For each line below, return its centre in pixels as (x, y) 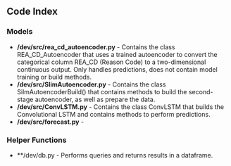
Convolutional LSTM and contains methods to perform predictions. (113, 114)
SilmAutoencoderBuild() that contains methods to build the (102, 91)
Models (20, 32)
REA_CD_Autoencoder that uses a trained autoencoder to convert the (117, 54)
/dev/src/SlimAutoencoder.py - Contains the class (91, 84)
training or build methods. (54, 77)
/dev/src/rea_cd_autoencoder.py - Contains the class (96, 47)
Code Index (32, 12)
